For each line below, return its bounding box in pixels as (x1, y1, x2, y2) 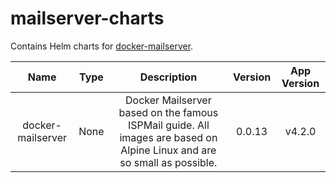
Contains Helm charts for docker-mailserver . (10, 40, 194, 52)
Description (139, 70, 198, 84)
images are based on (119, 130, 218, 144)
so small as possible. (119, 155, 218, 169)
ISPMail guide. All (127, 118, 210, 132)
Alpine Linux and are (120, 143, 217, 157)
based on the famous (118, 105, 219, 119)
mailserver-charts (10, 7, 165, 30)
